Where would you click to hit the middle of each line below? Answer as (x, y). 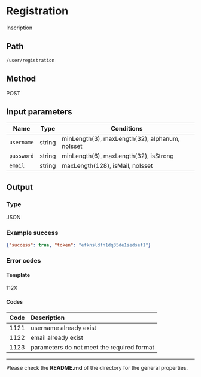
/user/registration (31, 60)
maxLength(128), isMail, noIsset (107, 166)
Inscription (19, 28)
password (22, 156)
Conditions (127, 129)
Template (18, 275)
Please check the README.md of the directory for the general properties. (97, 367)
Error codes (24, 261)
